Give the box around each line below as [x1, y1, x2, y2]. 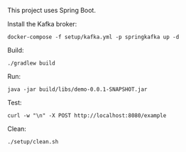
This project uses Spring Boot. [7, 6, 96, 14]
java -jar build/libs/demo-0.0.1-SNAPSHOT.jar [7, 86, 148, 93]
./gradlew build [7, 60, 55, 67]
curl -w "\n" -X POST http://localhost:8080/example [7, 112, 167, 119]
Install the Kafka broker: [7, 20, 77, 28]
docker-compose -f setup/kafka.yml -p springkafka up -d [7, 33, 180, 40]
